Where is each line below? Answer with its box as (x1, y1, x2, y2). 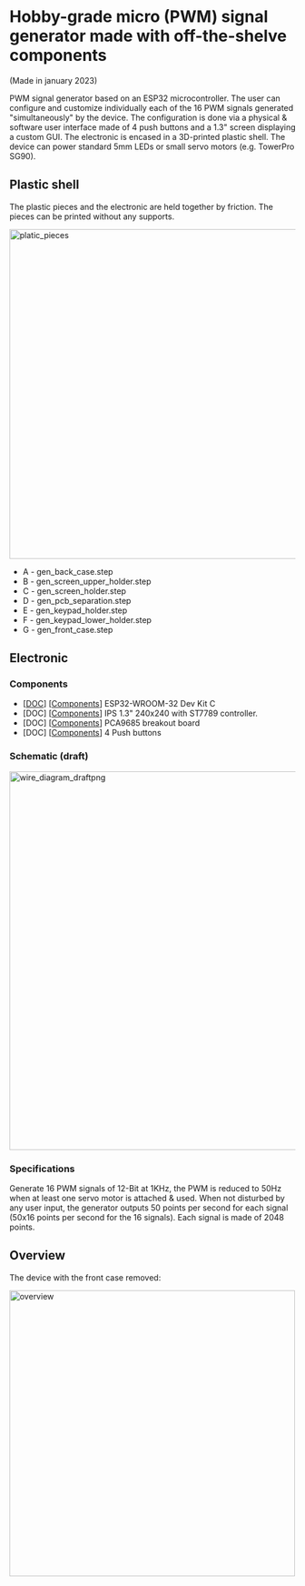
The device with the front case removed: (9, 1271, 162, 1283)
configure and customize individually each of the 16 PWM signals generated (9, 102, 294, 113)
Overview (9, 1248, 66, 1263)
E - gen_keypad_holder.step (22, 605, 128, 616)
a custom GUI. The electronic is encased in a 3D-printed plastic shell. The (9, 131, 286, 142)
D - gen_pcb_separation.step (22, 595, 132, 606)
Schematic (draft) (9, 750, 89, 763)
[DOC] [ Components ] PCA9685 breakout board (22, 718, 201, 728)
